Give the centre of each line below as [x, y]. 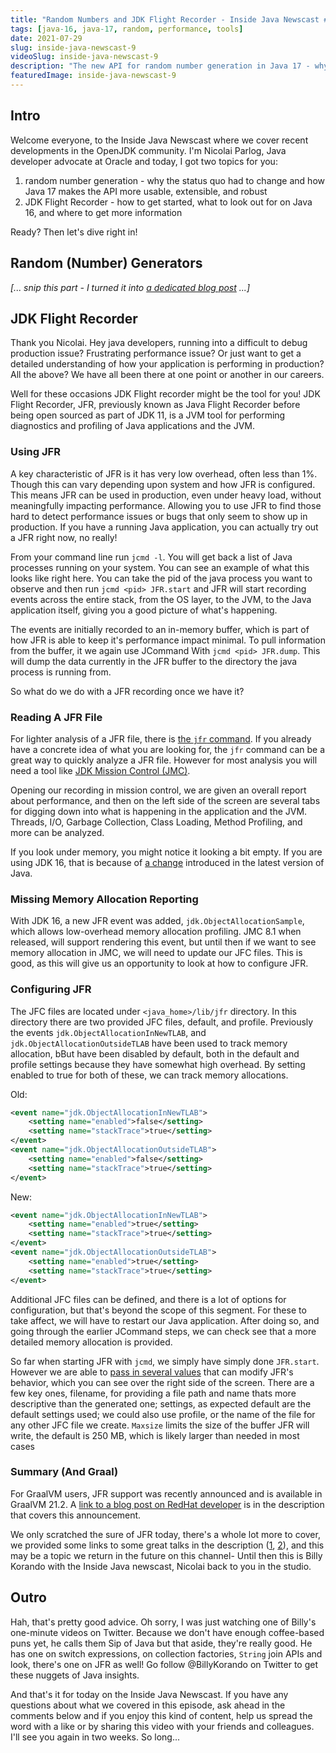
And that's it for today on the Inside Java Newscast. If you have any [149, 1694]
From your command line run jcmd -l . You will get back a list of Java [151, 557]
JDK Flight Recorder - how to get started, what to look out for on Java [168, 202]
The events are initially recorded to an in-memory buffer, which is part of [160, 629]
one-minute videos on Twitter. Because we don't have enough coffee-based [167, 1632]
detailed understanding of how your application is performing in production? [167, 364]
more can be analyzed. [57, 832]
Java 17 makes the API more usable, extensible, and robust [146, 191]
